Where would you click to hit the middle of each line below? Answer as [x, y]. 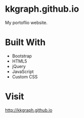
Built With [25, 42]
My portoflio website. [26, 23]
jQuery [19, 66]
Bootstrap [22, 56]
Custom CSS [25, 76]
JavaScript [23, 71]
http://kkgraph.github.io [29, 110]
